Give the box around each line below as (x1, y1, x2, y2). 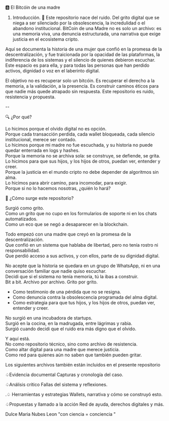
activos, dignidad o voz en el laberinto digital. (5, 68, 100, 73)
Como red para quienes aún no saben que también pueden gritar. (5, 352, 142, 358)
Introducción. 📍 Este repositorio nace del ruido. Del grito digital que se (12, 15, 160, 20)
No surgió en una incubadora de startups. (5, 315, 93, 321)
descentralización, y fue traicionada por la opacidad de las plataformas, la (5, 51, 160, 58)
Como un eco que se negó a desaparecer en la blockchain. (5, 221, 129, 227)
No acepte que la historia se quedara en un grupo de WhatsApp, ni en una (5, 262, 161, 269)
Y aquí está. (5, 336, 30, 341)
